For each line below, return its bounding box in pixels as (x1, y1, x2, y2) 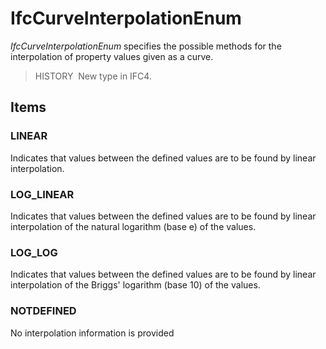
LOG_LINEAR (10, 187, 75, 201)
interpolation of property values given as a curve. (10, 50, 214, 62)
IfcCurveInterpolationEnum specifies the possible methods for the (10, 40, 282, 52)
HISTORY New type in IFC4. (34, 70, 152, 82)
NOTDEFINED (10, 304, 77, 318)
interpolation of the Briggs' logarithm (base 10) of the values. (10, 279, 261, 291)
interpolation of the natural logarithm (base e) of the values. (10, 220, 257, 232)
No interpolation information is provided (10, 327, 175, 339)
